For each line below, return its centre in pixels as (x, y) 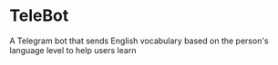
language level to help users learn (73, 50)
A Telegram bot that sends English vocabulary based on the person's (139, 41)
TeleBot (39, 16)
